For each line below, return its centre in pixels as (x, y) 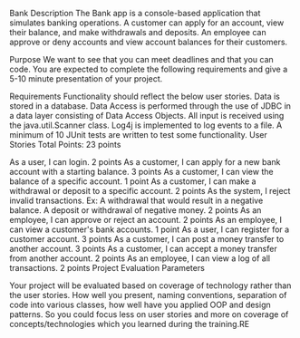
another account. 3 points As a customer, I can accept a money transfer (144, 249)
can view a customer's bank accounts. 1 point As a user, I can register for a (150, 229)
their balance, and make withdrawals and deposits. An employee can (138, 32)
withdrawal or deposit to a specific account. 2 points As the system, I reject (150, 191)
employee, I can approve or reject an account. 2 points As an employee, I (146, 220)
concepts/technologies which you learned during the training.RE (130, 324)
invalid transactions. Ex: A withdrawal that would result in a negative (136, 200)
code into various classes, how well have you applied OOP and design (140, 304)
